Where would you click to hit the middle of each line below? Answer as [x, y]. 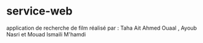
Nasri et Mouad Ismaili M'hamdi [46, 34]
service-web [39, 11]
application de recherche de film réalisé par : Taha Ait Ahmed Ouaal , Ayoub [102, 28]
